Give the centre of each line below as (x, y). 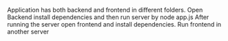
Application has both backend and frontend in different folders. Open (105, 10)
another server (28, 31)
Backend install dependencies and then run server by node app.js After (108, 17)
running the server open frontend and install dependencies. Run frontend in (114, 24)
